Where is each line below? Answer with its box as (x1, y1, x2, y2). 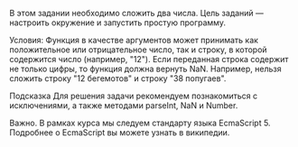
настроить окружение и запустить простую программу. (9, 17, 226, 28)
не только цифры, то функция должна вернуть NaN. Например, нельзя (9, 63, 282, 74)
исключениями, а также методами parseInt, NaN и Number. (9, 100, 238, 111)
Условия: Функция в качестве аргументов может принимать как (9, 35, 259, 45)
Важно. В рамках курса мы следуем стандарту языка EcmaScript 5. (9, 117, 271, 128)
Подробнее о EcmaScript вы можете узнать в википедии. (9, 127, 230, 138)
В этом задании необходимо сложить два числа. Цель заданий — (9, 8, 265, 18)
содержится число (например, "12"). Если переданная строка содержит (9, 54, 289, 64)
